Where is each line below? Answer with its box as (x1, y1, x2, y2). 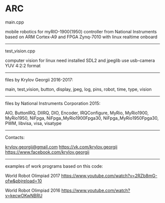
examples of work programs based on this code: (5, 163, 103, 169)
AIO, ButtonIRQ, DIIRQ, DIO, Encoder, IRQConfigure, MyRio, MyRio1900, (5, 110, 149, 116)
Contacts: (5, 134, 25, 140)
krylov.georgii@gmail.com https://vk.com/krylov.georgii (5, 144, 118, 150)
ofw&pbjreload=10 (5, 178, 42, 184)
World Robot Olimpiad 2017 (5, 173, 60, 178)
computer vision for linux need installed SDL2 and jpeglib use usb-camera (5, 57, 155, 63)
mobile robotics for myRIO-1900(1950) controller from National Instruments (5, 28, 157, 34)
